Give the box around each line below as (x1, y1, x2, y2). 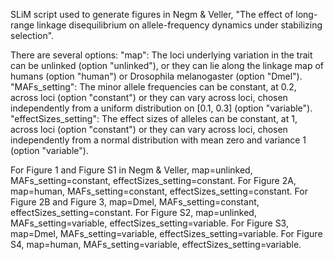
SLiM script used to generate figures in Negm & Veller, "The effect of (10, 9, 294, 20)
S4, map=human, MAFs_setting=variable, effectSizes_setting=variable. (10, 239, 302, 250)
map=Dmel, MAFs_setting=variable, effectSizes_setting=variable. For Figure (10, 228, 323, 239)
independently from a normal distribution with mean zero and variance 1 (10, 134, 307, 146)
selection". (10, 30, 55, 41)
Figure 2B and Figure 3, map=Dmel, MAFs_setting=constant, (10, 196, 260, 208)
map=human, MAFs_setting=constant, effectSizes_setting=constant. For (10, 185, 308, 197)
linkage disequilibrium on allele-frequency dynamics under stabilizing (36, 19, 323, 31)
